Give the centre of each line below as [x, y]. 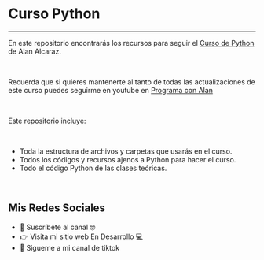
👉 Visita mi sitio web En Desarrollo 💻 [81, 236]
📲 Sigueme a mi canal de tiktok [70, 247]
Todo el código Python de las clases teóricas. [93, 168]
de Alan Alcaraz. [35, 51]
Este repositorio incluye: [47, 121]
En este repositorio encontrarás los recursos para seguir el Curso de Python [131, 43]
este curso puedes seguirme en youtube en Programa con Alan [111, 90]
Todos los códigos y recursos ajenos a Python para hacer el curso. [128, 159]
